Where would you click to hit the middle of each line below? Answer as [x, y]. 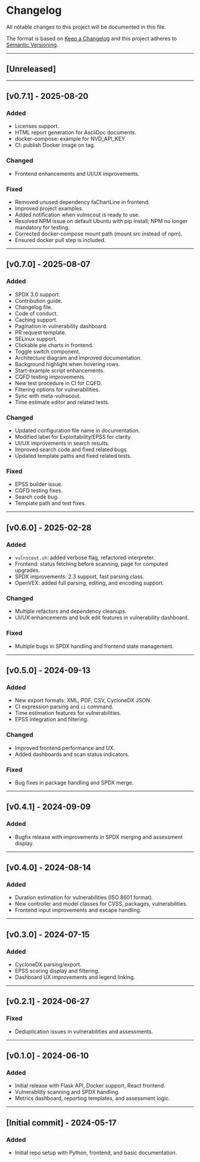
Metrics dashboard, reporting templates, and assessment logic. [93, 1098]
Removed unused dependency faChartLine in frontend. [82, 202]
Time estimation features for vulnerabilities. [68, 713]
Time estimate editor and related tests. [62, 402]
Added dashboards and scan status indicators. [72, 754]
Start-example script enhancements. [60, 370]
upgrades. [27, 570]
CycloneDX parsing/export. [48, 964]
